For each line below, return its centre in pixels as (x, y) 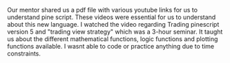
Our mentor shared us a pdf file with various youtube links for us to (103, 10)
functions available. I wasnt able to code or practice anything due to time (111, 46)
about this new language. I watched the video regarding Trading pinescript (113, 24)
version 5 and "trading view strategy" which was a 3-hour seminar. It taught (115, 32)
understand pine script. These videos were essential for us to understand (112, 17)
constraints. (24, 53)
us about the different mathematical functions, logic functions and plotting (113, 39)
